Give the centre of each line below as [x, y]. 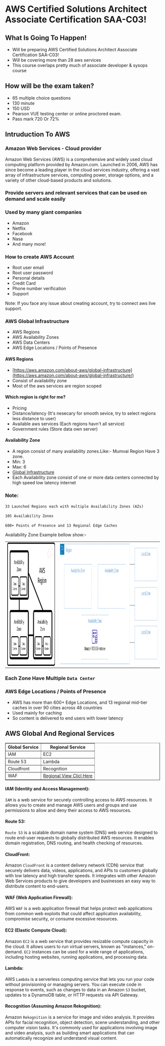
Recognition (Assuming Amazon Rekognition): [53, 1006]
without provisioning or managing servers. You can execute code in [73, 984]
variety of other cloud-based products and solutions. [58, 180]
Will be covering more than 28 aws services [57, 60]
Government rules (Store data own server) [55, 429]
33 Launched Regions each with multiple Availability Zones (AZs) [74, 506]
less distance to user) [34, 418]
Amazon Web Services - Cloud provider [53, 148]
